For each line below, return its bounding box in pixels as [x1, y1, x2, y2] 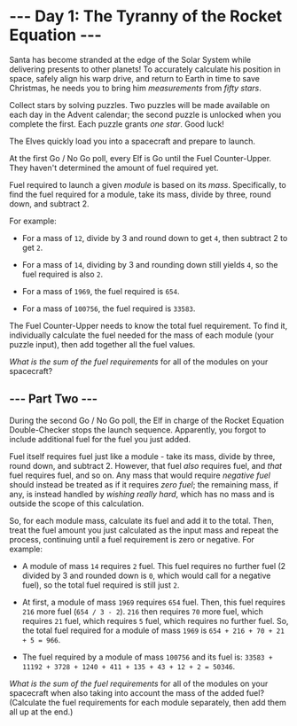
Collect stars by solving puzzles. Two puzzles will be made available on [9, 99, 270, 110]
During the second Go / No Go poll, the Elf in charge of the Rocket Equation [9, 415, 285, 425]
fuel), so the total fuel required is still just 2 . [21, 579, 180, 590]
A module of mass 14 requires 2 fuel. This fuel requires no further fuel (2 [21, 560, 286, 571]
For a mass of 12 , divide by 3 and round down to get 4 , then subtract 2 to [21, 232, 288, 243]
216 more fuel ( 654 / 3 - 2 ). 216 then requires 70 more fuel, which [21, 605, 263, 617]
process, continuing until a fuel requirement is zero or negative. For [9, 534, 255, 544]
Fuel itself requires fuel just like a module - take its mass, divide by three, [9, 450, 276, 462]
